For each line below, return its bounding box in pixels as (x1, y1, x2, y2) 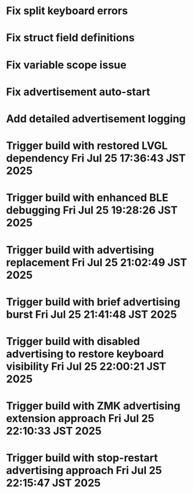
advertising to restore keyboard (6, 347, 164, 360)
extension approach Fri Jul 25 (6, 412, 155, 425)
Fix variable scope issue (6, 58, 127, 71)
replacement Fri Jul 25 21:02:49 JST (6, 255, 187, 269)
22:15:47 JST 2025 (6, 476, 101, 490)
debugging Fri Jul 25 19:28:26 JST (6, 203, 178, 217)
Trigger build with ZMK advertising (6, 399, 181, 413)
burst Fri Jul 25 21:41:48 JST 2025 (6, 308, 177, 321)
